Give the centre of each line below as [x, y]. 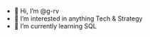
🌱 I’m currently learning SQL [55, 26]
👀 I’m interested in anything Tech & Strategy [78, 18]
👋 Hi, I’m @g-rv [36, 11]
